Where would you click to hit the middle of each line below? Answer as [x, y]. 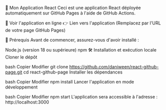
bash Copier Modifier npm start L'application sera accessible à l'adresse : [81, 97]
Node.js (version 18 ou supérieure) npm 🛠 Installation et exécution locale [81, 50]
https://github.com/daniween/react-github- [114, 67]
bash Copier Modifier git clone [37, 67]
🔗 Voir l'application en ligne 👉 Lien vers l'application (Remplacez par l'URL [83, 23]
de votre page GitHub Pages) [35, 30]
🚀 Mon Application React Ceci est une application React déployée [73, 8]
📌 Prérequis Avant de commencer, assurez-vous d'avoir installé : [72, 40]
